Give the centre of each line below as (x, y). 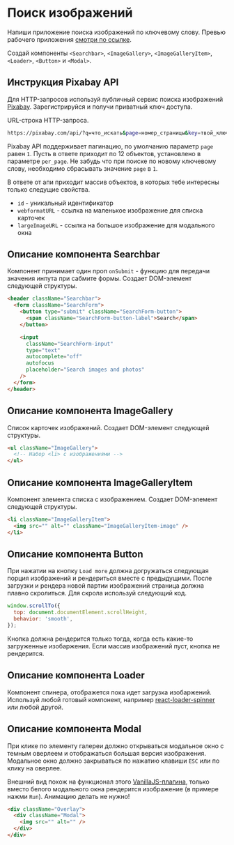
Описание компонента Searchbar (84, 255)
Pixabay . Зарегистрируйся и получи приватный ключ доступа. (100, 107)
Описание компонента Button (76, 554)
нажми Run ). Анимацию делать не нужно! (69, 796)
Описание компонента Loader (76, 675)
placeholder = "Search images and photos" (85, 370)
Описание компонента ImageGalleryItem (100, 482)
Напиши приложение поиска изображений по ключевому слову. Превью (117, 32)
